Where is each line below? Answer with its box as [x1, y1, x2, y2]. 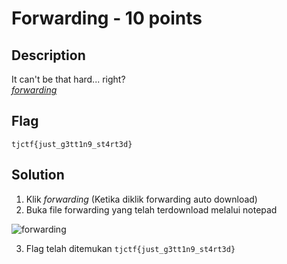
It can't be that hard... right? [11, 73, 126, 85]
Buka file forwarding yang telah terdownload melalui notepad [25, 203, 278, 216]
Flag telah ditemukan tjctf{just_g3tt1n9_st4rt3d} [25, 242, 236, 254]
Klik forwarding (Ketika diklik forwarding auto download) [25, 193, 258, 205]
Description [11, 47, 86, 64]
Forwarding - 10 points [11, 7, 203, 30]
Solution [11, 167, 65, 184]
